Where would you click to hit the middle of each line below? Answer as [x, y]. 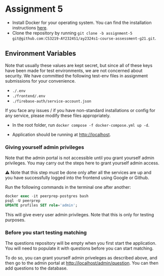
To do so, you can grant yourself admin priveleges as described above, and [81, 257]
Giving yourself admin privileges [45, 147]
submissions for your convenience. [40, 81]
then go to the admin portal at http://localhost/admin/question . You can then [82, 263]
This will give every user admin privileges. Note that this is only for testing [80, 214]
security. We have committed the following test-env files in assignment [77, 76]
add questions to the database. [36, 268]
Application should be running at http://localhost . [61, 134]
